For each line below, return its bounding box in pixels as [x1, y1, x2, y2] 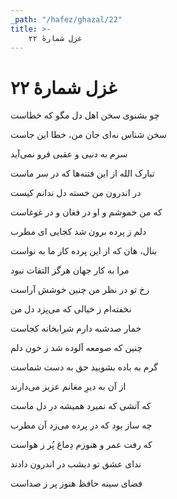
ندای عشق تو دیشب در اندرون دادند [10, 458, 142, 470]
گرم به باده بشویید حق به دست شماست [10, 361, 158, 373]
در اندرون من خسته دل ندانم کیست [10, 187, 142, 199]
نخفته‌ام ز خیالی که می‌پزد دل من [10, 303, 132, 315]
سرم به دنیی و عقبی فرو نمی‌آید [10, 148, 128, 160]
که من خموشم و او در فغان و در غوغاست [10, 206, 163, 218]
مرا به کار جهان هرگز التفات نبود [10, 264, 130, 276]
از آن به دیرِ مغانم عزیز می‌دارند [10, 381, 127, 393]
